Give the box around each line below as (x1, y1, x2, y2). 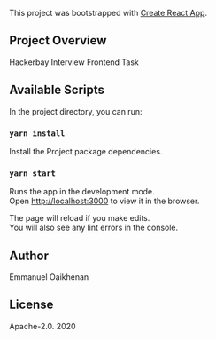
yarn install (9, 128, 66, 138)
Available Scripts (9, 83, 104, 98)
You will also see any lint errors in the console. (9, 222, 179, 233)
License (9, 297, 54, 312)
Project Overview (9, 33, 107, 48)
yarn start (9, 168, 56, 178)
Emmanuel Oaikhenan (9, 272, 89, 282)
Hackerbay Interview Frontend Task (9, 57, 140, 67)
